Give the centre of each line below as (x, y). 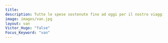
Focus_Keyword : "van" (28, 33)
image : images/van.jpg (29, 19)
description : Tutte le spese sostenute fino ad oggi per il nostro (77, 14)
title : (12, 10)
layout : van (17, 23)
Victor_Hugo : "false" (28, 28)
